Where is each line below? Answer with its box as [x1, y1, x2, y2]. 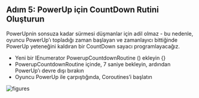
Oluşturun [6, 14, 45, 24]
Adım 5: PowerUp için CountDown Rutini [6, 5, 160, 15]
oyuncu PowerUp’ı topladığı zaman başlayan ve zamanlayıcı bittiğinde [6, 36, 178, 44]
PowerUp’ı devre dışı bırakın [14, 67, 84, 74]
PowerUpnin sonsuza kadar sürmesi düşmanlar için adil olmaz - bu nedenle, [6, 30, 194, 37]
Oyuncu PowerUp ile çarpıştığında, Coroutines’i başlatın [14, 73, 152, 80]
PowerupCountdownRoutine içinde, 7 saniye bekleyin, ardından [14, 60, 171, 68]
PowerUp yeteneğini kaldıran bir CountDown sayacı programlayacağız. [6, 42, 180, 50]
